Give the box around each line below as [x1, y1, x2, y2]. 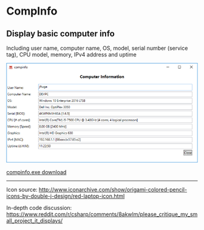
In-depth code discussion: [6, 205, 72, 212]
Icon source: [6, 186, 38, 194]
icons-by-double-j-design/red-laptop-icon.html [6, 192, 125, 200]
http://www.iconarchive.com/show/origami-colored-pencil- [38, 186, 187, 194]
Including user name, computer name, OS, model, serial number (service [6, 44, 188, 52]
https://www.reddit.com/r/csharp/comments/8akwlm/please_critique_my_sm [6, 211, 198, 218]
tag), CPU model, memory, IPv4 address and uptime [6, 51, 137, 58]
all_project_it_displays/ [6, 217, 63, 225]
